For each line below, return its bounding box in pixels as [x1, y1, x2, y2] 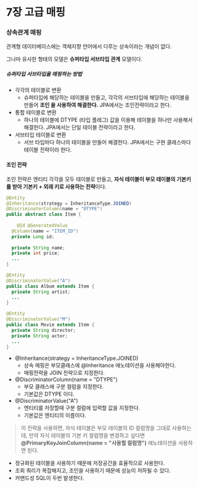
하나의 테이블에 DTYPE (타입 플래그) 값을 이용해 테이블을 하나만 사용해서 [23, 116, 193, 124]
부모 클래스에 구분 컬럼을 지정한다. [23, 383, 104, 390]
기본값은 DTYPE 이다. [23, 390, 75, 397]
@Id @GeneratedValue [17, 223, 68, 229]
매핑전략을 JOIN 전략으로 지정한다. [23, 369, 105, 377]
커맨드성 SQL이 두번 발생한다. [14, 474, 85, 482]
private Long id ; [11, 233, 55, 239]
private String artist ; [11, 289, 70, 295]
